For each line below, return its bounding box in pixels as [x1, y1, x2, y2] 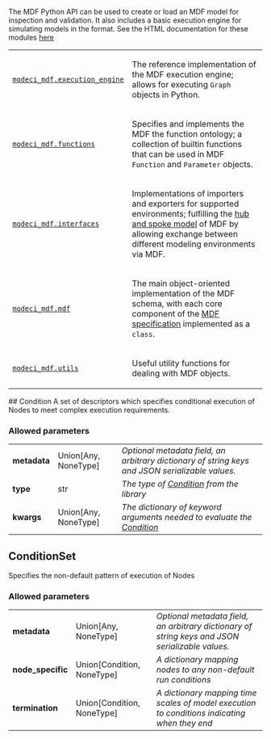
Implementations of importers [131, 188, 244, 199]
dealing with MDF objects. [131, 367, 231, 379]
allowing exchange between [131, 229, 238, 239]
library [121, 489, 147, 500]
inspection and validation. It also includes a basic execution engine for [8, 15, 242, 25]
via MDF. [131, 249, 165, 259]
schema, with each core [131, 298, 223, 309]
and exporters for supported [131, 198, 240, 209]
